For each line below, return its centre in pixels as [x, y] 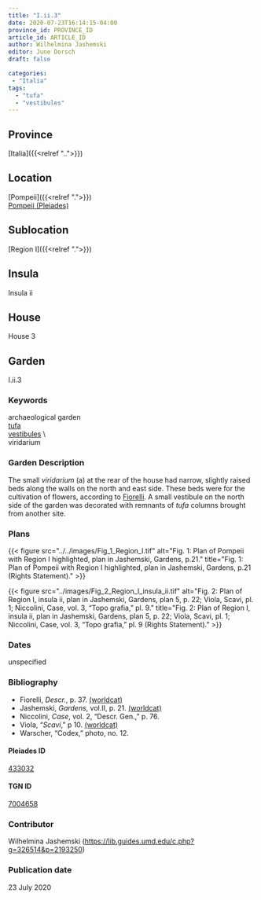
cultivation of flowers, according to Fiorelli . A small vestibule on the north [127, 497]
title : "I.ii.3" [35, 15]
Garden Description [46, 463]
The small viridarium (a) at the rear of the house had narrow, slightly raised [129, 479]
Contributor [31, 824]
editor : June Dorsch [42, 52]
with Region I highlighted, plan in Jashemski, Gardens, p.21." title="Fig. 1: [126, 560]
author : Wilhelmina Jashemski [58, 45]
